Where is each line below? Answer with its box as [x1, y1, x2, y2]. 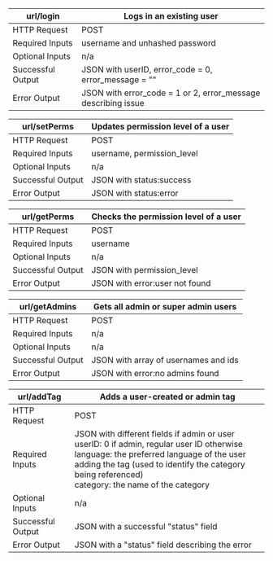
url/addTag [17, 391, 62, 402]
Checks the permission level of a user [91, 211, 241, 222]
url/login [25, 11, 60, 21]
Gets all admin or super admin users [93, 301, 237, 312]
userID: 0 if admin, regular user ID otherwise [74, 439, 244, 449]
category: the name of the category [74, 480, 210, 490]
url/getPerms [21, 211, 75, 222]
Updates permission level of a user [91, 121, 230, 132]
